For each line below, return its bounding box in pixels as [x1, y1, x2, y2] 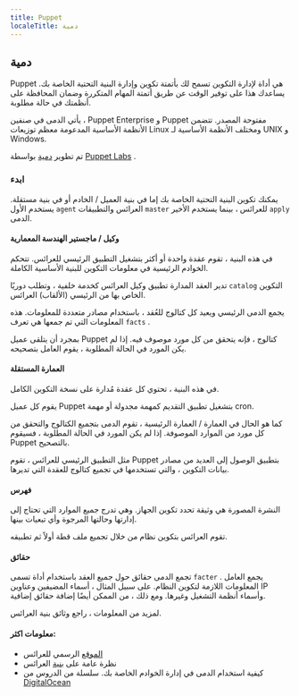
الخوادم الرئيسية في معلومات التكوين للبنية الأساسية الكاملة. [10, 262, 209, 273]
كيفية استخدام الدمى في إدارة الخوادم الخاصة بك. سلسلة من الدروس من [22, 667, 264, 678]
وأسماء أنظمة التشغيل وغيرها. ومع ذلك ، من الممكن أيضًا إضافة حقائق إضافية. [10, 590, 266, 601]
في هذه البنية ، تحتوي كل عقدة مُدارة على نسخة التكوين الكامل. [10, 384, 220, 395]
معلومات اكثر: [10, 628, 56, 640]
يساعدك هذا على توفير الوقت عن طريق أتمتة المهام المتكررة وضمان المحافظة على [10, 88, 285, 98]
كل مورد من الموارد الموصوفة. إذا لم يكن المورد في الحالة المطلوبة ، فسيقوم [10, 428, 265, 438]
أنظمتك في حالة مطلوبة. [10, 98, 92, 108]
